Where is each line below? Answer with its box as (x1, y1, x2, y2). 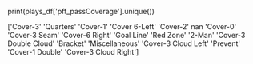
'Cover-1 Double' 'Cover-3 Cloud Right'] (7, 47, 139, 56)
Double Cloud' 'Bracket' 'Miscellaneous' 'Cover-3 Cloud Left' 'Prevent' (7, 39, 241, 48)
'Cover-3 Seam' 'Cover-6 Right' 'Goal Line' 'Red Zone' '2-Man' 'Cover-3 (7, 31, 246, 40)
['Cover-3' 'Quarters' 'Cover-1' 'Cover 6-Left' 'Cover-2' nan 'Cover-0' (7, 22, 237, 31)
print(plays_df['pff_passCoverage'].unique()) (7, 7, 155, 16)
